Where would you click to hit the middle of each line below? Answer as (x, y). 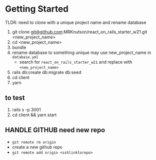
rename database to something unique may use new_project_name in (82, 53)
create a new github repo (37, 147)
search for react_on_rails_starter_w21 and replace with (76, 62)
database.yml (25, 57)
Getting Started (37, 9)
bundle (19, 47)
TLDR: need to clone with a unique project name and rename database (76, 22)
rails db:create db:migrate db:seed (47, 72)
